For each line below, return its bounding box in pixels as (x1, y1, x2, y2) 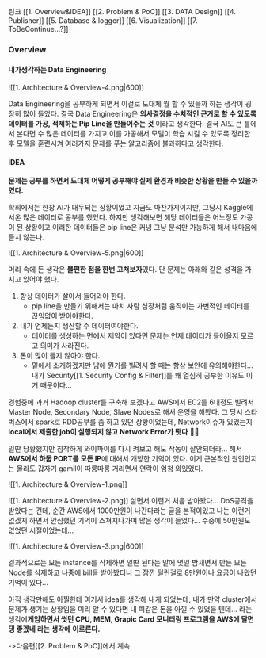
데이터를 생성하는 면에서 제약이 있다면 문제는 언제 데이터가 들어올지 (31, 331, 239, 341)
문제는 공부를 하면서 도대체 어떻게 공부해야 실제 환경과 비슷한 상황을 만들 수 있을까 (8, 176, 258, 186)
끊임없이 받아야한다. (31, 312, 93, 321)
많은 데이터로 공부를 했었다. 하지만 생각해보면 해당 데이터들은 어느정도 (22, 212, 239, 222)
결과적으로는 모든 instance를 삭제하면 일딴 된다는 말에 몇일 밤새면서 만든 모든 (8, 558, 247, 568)
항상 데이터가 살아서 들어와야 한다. (19, 292, 126, 301)
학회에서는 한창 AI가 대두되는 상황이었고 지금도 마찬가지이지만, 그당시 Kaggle (8, 203, 247, 212)
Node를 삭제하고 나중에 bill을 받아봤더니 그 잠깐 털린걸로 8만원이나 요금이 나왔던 (8, 568, 257, 577)
